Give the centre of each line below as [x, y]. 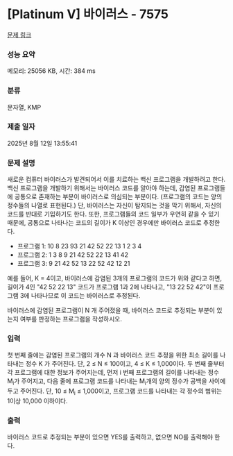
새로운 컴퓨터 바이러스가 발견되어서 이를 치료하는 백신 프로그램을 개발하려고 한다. [116, 179]
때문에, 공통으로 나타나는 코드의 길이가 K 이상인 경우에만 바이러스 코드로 [105, 223]
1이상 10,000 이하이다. [37, 401]
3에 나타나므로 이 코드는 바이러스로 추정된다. [80, 296]
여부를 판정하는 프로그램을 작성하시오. [71, 319]
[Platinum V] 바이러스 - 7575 [88, 14]
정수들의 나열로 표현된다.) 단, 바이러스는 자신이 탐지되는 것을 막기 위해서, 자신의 [114, 205]
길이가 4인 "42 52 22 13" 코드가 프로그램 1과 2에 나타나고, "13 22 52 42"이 [110, 287]
